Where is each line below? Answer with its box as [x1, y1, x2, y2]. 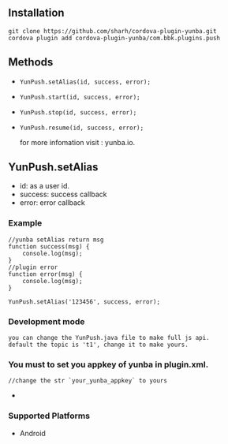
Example [8, 218, 43, 229]
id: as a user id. [19, 181, 69, 191]
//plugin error [8, 263, 58, 271]
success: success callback [19, 189, 107, 200]
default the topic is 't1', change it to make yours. [8, 341, 189, 349]
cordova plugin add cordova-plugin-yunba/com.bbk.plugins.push [8, 34, 221, 42]
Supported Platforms [8, 410, 91, 421]
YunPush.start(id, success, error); [19, 93, 140, 101]
